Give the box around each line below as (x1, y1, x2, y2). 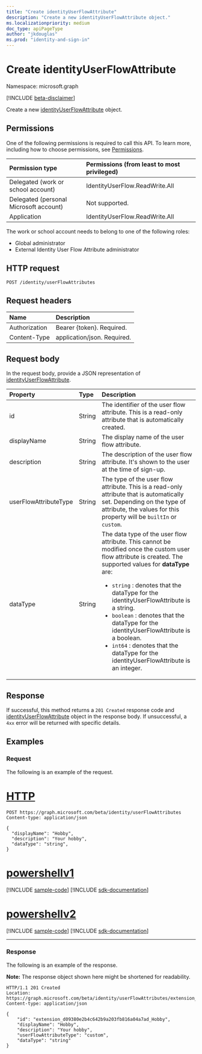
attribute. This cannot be (102, 538, 171, 546)
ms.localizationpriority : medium (6, 20, 90, 26)
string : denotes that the (112, 581, 182, 590)
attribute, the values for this (102, 505, 179, 513)
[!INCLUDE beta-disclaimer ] (6, 94, 75, 101)
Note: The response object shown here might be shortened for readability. (6, 973, 191, 980)
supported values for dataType (102, 560, 190, 569)
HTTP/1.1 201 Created (6, 985, 61, 991)
